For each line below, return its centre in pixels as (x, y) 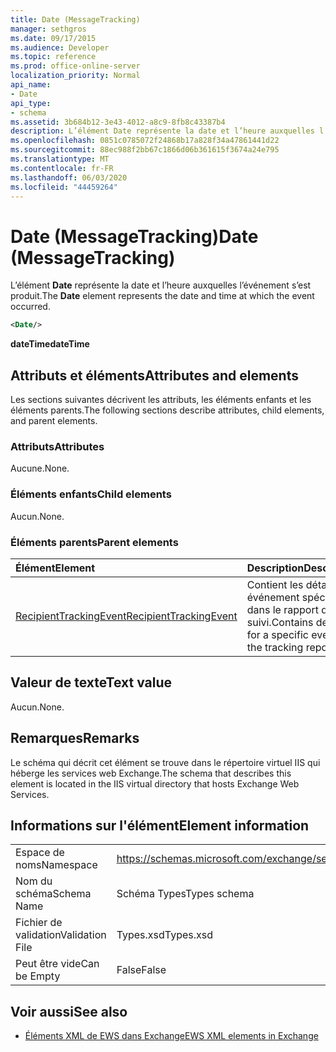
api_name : (31, 85)
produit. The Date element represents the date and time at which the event (162, 296)
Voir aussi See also (69, 1011)
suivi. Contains (280, 622)
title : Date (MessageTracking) (75, 19)
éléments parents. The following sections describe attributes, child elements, (167, 410)
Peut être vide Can (57, 964)
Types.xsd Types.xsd (165, 935)
